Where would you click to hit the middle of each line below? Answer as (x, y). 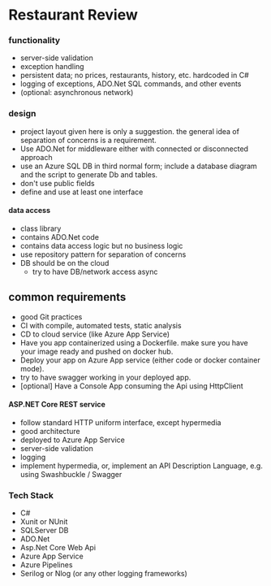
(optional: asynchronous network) (77, 93)
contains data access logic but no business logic (101, 245)
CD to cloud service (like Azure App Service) (95, 334)
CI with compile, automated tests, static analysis (101, 325)
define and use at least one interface (82, 192)
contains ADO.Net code (60, 237)
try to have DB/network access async (95, 271)
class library (41, 228)
